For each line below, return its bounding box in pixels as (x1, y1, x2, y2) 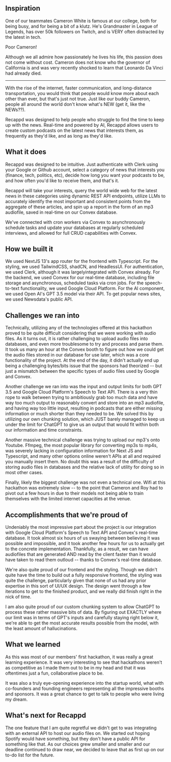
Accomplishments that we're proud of (5, 510, 128, 519)
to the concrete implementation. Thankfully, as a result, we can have (5, 546, 149, 552)
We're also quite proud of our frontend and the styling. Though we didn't (5, 567, 158, 573)
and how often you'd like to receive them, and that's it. (5, 177, 120, 184)
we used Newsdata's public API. (5, 296, 73, 302)
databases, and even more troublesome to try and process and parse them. (5, 341, 164, 347)
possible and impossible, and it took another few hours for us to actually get (5, 541, 164, 547)
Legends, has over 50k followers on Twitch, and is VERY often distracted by (5, 28, 164, 35)
